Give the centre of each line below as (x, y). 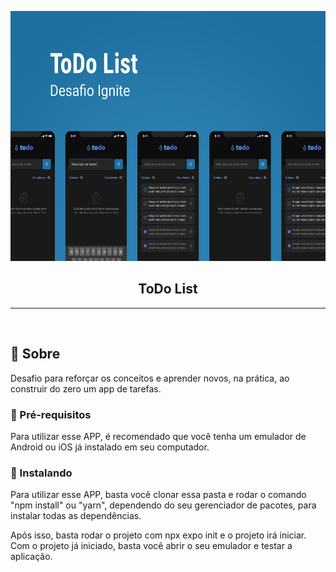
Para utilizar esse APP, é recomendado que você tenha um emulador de (158, 436)
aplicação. (31, 557)
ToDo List (168, 289)
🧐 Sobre (35, 354)
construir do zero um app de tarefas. (86, 388)
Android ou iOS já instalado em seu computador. (110, 447)
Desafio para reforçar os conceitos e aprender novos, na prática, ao (150, 378)
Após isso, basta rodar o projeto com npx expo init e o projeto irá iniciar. (158, 535)
